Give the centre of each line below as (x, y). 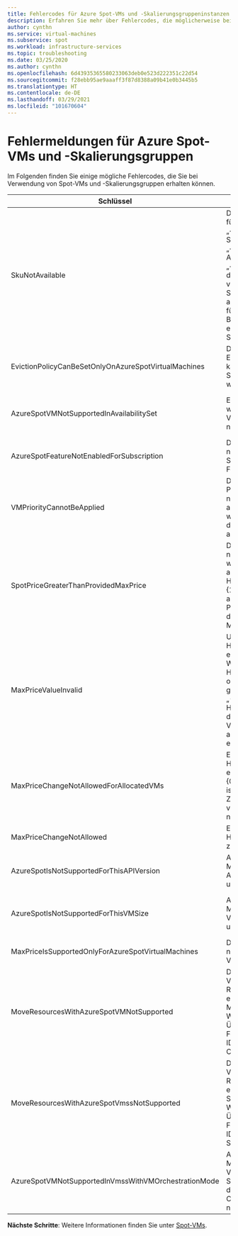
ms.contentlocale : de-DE (44, 93)
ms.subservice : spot (38, 40)
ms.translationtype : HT (42, 87)
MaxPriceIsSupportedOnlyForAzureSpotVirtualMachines (104, 951)
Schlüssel (115, 201)
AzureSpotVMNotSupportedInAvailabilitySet (84, 413)
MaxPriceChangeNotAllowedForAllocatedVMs (87, 786)
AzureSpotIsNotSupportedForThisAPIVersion (86, 871)
